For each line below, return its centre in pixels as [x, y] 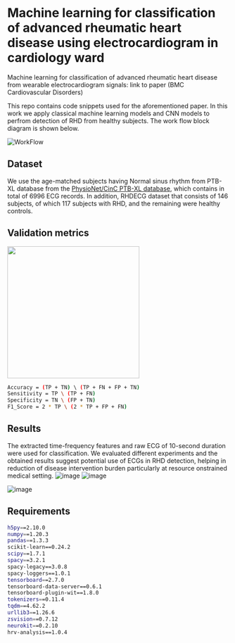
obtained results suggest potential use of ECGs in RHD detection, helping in [117, 460]
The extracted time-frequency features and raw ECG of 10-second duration [117, 445]
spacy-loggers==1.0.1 [39, 573]
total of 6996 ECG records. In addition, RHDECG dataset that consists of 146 [118, 196]
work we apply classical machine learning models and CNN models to [108, 113]
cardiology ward [56, 58]
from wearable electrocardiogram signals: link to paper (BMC [96, 84]
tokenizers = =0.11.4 [36, 599]
